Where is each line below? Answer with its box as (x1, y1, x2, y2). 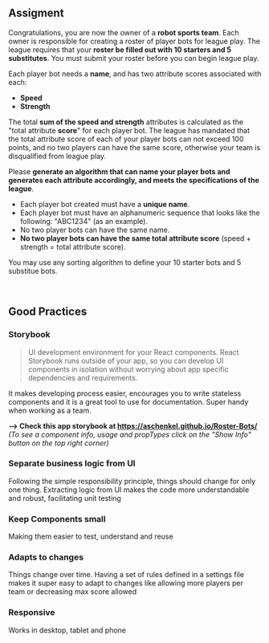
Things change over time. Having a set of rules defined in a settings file (8, 570, 245, 580)
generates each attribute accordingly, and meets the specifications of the (8, 175, 259, 185)
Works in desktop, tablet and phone (8, 625, 127, 635)
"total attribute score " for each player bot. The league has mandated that (8, 125, 251, 135)
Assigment (8, 6, 64, 20)
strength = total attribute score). (19, 242, 126, 251)
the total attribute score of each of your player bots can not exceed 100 (8, 134, 244, 144)
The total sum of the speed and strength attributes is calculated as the (8, 116, 243, 127)
